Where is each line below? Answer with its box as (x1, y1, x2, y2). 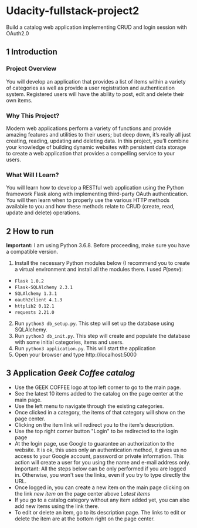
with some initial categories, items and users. (14, 338, 124, 346)
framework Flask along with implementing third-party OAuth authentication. (6, 190, 189, 198)
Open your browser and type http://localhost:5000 (14, 351, 137, 358)
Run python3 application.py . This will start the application (14, 345, 156, 352)
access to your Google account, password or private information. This (14, 452, 184, 460)
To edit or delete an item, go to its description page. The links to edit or (14, 509, 186, 516)
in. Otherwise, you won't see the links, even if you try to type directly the (14, 471, 191, 478)
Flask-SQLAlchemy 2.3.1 (14, 284, 73, 291)
